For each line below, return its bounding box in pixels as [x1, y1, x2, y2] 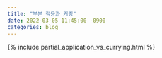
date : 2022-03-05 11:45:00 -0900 [7, 17, 106, 24]
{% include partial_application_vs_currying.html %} [7, 43, 156, 52]
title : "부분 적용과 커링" [7, 10, 76, 18]
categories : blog [7, 23, 59, 30]
